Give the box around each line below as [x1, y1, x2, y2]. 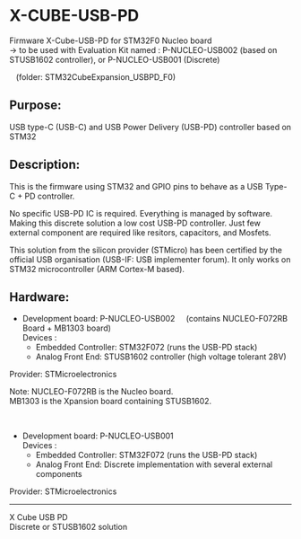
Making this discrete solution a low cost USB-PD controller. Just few [9, 217, 262, 228]
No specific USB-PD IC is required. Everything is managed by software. [9, 208, 273, 218]
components [35, 469, 82, 480]
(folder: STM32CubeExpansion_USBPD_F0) [15, 71, 176, 82]
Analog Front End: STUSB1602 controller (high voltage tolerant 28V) [35, 351, 287, 362]
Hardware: [9, 289, 70, 305]
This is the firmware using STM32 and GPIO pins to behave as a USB [9, 181, 263, 191]
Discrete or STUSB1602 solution [9, 522, 128, 533]
